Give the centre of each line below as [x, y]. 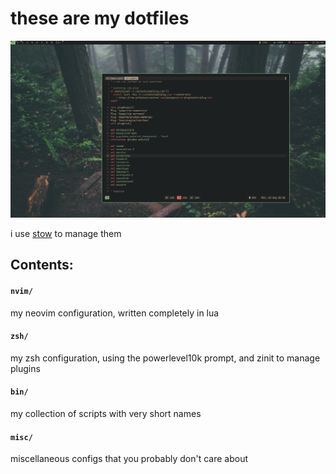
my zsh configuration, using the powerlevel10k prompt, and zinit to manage [165, 358]
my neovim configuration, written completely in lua [115, 313]
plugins [25, 368]
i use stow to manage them [66, 233]
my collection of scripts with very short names [106, 413]
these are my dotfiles [100, 18]
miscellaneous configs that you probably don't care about [129, 459]
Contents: [42, 265]
